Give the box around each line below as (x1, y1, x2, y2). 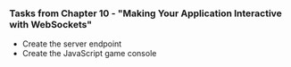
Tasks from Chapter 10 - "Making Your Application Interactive (9, 7, 283, 20)
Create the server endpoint (21, 38, 122, 49)
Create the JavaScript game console (21, 48, 157, 59)
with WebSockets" (9, 18, 92, 30)
